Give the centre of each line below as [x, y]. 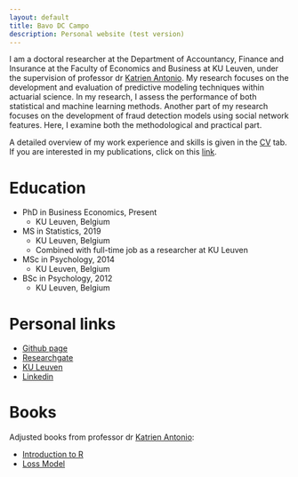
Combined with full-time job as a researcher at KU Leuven [142, 250]
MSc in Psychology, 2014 [68, 259]
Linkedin [38, 377]
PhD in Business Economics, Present [89, 212]
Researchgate [48, 358]
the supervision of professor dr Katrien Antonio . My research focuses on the [149, 78]
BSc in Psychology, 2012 [67, 278]
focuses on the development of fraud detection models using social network [149, 115]
